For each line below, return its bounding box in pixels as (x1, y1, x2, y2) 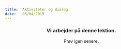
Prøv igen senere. (63, 38, 99, 44)
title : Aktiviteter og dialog (5, 7, 68, 12)
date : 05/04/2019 (5, 12, 45, 16)
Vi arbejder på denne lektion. (46, 27, 116, 34)
